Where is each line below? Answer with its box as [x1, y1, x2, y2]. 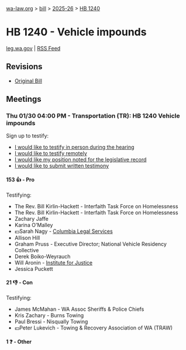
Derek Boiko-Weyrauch [14, 253, 71, 260]
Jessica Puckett [14, 265, 53, 272]
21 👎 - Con [6, 279, 33, 286]
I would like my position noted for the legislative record [14, 156, 147, 163]
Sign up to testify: [6, 132, 49, 139]
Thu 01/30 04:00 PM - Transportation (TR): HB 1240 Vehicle [6, 112, 180, 120]
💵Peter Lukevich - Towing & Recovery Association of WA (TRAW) [14, 324, 173, 331]
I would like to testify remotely [14, 150, 88, 157]
